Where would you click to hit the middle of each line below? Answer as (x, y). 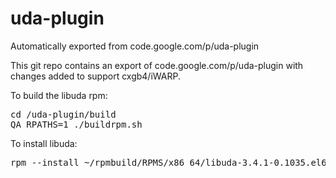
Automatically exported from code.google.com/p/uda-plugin (135, 46)
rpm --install (45, 162)
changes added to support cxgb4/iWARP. (95, 76)
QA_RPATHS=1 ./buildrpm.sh (76, 124)
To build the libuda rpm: (59, 95)
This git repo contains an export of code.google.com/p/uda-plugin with (157, 65)
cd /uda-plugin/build (63, 114)
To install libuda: (44, 143)
